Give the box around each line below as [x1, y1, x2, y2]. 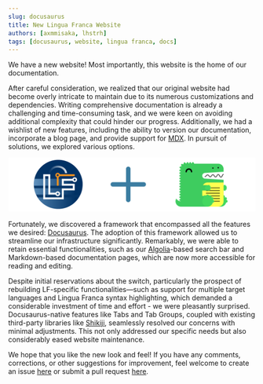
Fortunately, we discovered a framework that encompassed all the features [8, 219, 251, 229]
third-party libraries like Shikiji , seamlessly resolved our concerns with [8, 318, 236, 327]
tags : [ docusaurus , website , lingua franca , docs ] [8, 38, 177, 46]
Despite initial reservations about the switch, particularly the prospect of [8, 276, 242, 286]
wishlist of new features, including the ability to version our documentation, [8, 126, 252, 135]
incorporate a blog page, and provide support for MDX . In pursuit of [8, 133, 228, 143]
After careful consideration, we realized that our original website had [8, 83, 230, 93]
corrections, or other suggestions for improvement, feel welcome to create [8, 358, 250, 368]
